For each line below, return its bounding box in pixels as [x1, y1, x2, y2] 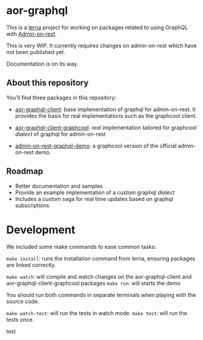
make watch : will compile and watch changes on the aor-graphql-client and [6, 273, 192, 280]
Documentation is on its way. [6, 60, 79, 67]
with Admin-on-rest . [6, 30, 57, 37]
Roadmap [6, 166, 44, 177]
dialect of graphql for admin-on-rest [15, 130, 106, 137]
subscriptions [15, 202, 50, 209]
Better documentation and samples [15, 182, 103, 189]
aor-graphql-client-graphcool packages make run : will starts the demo [6, 279, 181, 287]
